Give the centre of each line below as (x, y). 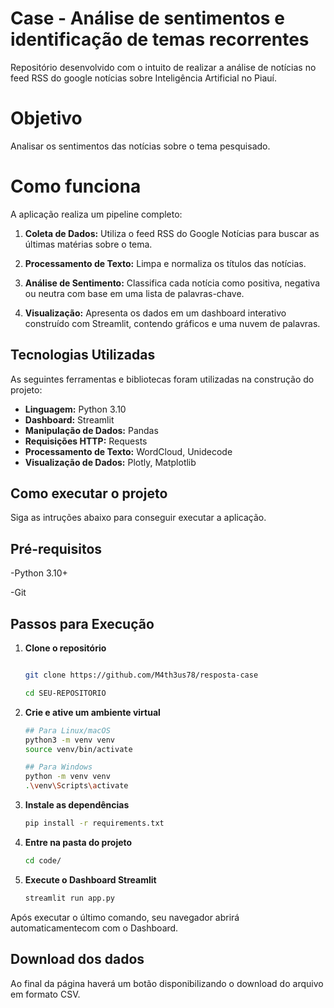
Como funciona (76, 186)
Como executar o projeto (89, 493)
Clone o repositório (65, 648)
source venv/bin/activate (78, 749)
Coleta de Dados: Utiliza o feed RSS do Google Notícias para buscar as (172, 233)
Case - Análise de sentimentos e (147, 18)
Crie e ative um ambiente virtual (92, 712)
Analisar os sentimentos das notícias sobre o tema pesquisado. (140, 146)
